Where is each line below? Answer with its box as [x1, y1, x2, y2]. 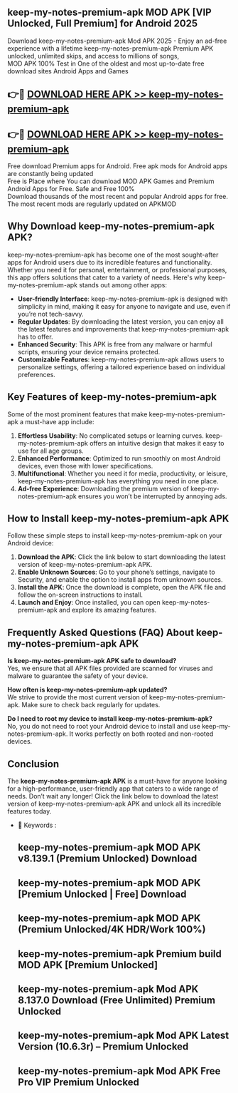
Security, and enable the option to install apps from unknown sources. [17, 575, 223, 584]
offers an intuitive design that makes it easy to [90, 438, 225, 447]
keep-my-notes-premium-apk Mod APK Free [17, 1064, 221, 1077]
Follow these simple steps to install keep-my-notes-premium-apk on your [7, 531, 222, 540]
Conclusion [7, 758, 60, 770]
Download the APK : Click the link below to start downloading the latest [17, 553, 226, 561]
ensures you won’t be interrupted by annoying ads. [77, 492, 227, 501]
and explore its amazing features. [59, 606, 157, 615]
